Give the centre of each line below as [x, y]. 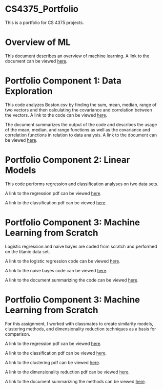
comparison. [18, 334]
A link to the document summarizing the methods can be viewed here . [76, 381]
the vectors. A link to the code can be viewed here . [56, 115]
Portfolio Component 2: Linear [68, 160]
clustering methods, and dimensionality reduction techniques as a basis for [81, 329]
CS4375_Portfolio [42, 9]
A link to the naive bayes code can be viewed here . [56, 270]
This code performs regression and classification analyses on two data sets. [82, 184]
